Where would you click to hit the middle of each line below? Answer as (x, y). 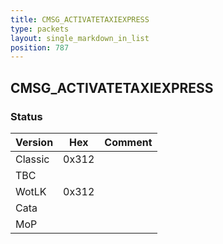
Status (26, 116)
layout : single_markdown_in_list (80, 38)
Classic (32, 159)
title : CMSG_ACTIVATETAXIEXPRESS (80, 19)
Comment (128, 142)
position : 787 (40, 47)
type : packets (40, 29)
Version (34, 142)
